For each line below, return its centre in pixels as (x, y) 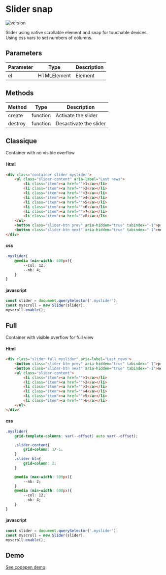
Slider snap (29, 9)
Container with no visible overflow (40, 153)
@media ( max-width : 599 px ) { (43, 477)
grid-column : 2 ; (40, 464)
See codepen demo (26, 567)
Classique (21, 141)
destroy (17, 123)
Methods (20, 93)
